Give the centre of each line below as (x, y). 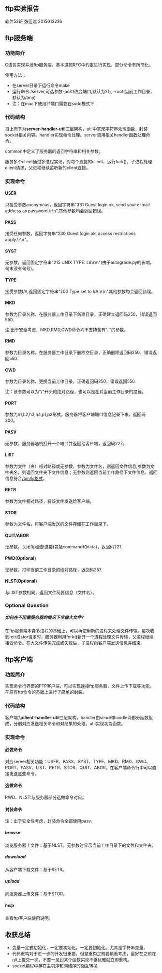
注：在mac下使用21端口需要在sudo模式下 (53, 103)
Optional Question (27, 605)
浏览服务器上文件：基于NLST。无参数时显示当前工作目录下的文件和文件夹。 (81, 845)
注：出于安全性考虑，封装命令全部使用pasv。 (50, 821)
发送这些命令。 (24, 773)
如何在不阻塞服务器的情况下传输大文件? (44, 618)
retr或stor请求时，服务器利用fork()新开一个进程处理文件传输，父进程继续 (81, 637)
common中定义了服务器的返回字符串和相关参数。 (54, 151)
